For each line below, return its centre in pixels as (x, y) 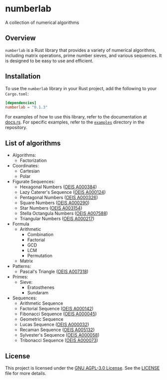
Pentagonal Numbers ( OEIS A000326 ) (59, 198)
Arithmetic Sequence (41, 303)
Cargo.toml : (17, 94)
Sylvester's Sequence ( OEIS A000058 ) (60, 335)
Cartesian (30, 171)
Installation (23, 76)
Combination (40, 235)
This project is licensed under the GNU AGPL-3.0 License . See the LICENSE (83, 368)
